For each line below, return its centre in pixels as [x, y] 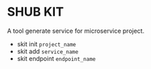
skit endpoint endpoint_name [56, 58]
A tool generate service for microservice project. [76, 31]
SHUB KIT [35, 12]
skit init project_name [47, 44]
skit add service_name [48, 51]
